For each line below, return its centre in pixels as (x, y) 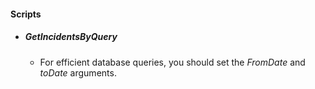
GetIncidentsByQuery (71, 37)
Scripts (26, 14)
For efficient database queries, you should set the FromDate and (172, 62)
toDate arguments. (78, 72)
